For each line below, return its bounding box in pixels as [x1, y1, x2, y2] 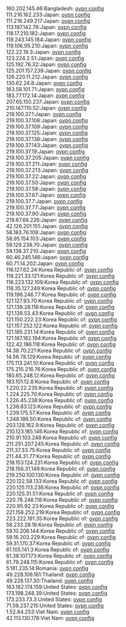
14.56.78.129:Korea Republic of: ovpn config [6, 354, 111, 360]
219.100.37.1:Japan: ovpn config [6, 111, 82, 118]
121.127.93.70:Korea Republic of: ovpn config [6, 297, 113, 304]
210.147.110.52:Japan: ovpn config [6, 105, 87, 111]
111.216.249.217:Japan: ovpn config [6, 18, 90, 24]
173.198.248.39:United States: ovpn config [6, 590, 108, 597]
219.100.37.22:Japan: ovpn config [6, 173, 86, 180]
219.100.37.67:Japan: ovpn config [6, 191, 86, 198]
